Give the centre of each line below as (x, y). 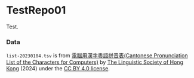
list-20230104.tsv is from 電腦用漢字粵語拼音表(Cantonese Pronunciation (97, 56)
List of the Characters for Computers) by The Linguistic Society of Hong (95, 62)
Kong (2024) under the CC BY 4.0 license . (58, 69)
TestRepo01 (36, 10)
